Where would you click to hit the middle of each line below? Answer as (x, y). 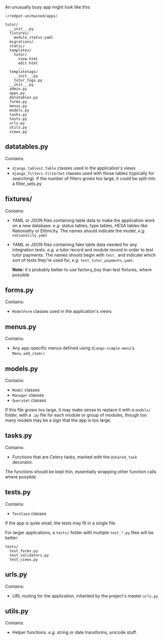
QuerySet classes (29, 401)
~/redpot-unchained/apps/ (31, 16)
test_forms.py (24, 551)
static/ (17, 46)
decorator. (22, 462)
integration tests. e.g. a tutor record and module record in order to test (83, 250)
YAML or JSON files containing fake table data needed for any (75, 244)
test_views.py (24, 559)
